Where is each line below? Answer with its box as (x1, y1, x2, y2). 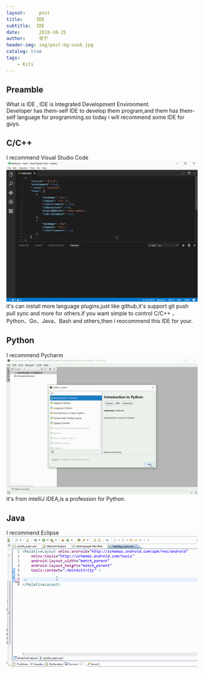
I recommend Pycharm (6, 351, 64, 359)
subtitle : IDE (6, 23, 45, 29)
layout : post (6, 10, 50, 16)
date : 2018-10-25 (6, 29, 67, 35)
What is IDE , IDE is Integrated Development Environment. (6, 101, 150, 108)
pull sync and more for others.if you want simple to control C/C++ (6, 310, 171, 317)
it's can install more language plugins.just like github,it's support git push (6, 302, 189, 310)
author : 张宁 (6, 35, 49, 42)
